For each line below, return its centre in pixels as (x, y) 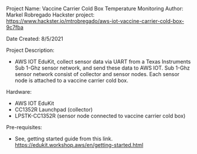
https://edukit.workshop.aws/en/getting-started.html (79, 145)
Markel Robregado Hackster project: (50, 15)
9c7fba (15, 27)
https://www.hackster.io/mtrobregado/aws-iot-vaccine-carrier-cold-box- (95, 21)
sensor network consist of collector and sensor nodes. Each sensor (97, 74)
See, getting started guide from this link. (64, 139)
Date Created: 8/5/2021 (35, 39)
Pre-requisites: (24, 127)
